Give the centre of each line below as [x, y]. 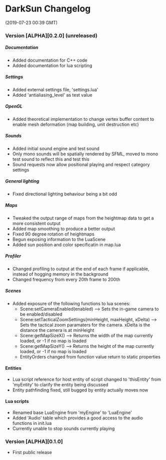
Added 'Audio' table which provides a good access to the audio [78, 418]
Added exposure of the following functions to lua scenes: [71, 303]
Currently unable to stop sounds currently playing [63, 428]
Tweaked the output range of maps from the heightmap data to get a [83, 218]
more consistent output [36, 223]
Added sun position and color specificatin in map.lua [66, 245]
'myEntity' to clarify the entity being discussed [60, 384]
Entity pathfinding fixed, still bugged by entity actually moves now [80, 390]
